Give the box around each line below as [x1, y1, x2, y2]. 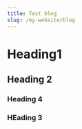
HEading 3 [7, 112, 43, 122]
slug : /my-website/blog [7, 17, 76, 23]
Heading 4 [7, 95, 43, 103]
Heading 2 [7, 74, 53, 86]
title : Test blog [7, 10, 57, 17]
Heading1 [7, 46, 62, 62]
